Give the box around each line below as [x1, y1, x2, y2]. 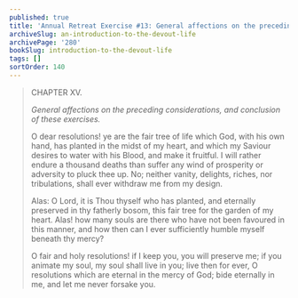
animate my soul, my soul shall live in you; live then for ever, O [30, 260, 259, 270]
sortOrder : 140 [9, 63, 66, 72]
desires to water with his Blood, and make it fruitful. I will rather [30, 149, 262, 160]
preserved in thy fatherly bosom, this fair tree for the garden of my [30, 205, 274, 215]
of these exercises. [30, 113, 101, 125]
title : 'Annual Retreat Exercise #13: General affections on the [9, 21, 255, 30]
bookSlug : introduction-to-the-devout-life [9, 46, 173, 55]
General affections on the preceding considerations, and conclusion [30, 104, 281, 115]
